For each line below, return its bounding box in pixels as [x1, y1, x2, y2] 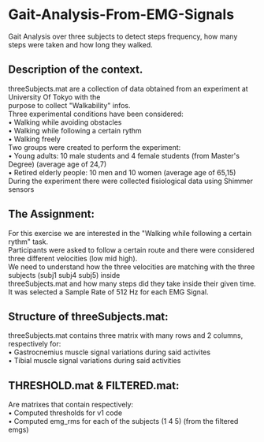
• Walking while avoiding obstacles [8, 117, 122, 127]
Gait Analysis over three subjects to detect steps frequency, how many [8, 32, 238, 41]
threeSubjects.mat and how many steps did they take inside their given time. [8, 279, 256, 288]
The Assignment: [8, 208, 95, 221]
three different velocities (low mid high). [8, 253, 138, 263]
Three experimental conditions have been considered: [8, 109, 184, 118]
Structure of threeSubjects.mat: [8, 309, 169, 323]
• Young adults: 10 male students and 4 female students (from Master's [8, 151, 240, 160]
